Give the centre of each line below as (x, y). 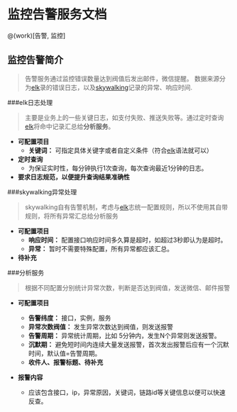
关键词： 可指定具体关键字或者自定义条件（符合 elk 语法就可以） (120, 150)
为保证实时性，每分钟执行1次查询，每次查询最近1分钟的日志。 (118, 168)
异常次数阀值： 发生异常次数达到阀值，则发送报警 (101, 326)
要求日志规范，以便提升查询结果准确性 (73, 177)
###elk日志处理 (30, 102)
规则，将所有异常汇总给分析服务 (71, 216)
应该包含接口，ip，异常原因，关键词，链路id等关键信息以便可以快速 (127, 392)
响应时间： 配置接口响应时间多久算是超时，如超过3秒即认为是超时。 (127, 240)
